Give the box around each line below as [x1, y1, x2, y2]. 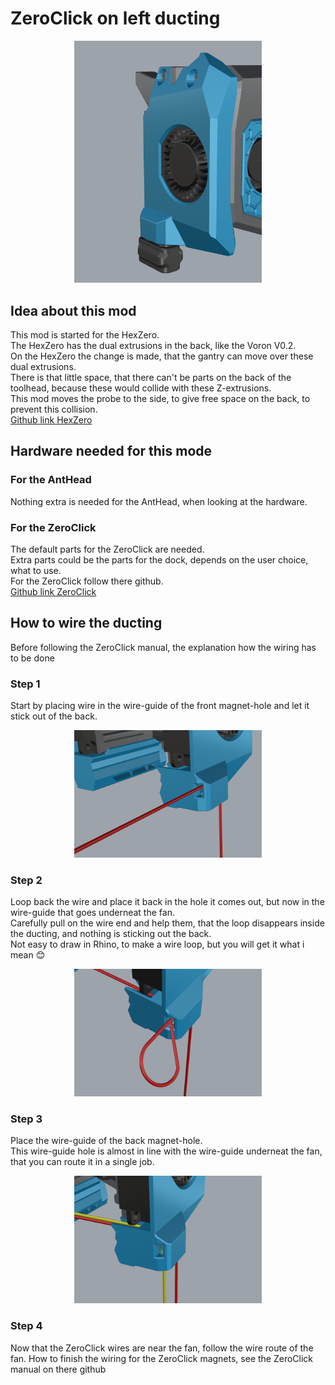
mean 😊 [10, 949, 46, 961]
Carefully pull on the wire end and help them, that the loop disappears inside [10, 917, 325, 929]
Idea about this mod [10, 302, 137, 319]
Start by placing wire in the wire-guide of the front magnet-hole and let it [10, 700, 310, 712]
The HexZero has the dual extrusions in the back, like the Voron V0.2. [10, 340, 297, 351]
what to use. [10, 564, 62, 576]
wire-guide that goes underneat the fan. [10, 907, 175, 919]
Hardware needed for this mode [10, 443, 213, 460]
